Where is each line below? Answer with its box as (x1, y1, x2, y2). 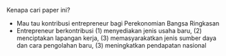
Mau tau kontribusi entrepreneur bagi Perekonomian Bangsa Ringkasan (16, 19, 220, 27)
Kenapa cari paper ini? (6, 6, 70, 14)
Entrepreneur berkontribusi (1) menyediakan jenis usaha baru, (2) (16, 27, 202, 35)
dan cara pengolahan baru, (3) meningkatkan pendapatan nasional (16, 41, 207, 49)
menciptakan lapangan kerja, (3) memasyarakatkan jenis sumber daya (16, 34, 217, 42)
